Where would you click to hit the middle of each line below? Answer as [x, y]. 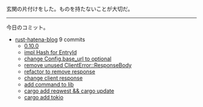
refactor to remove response [60, 72]
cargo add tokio [43, 97]
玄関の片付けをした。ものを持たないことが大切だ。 [70, 9]
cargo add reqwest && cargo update [69, 91]
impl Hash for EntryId [50, 52]
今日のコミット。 [27, 27]
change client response [53, 78]
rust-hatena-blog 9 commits [50, 39]
